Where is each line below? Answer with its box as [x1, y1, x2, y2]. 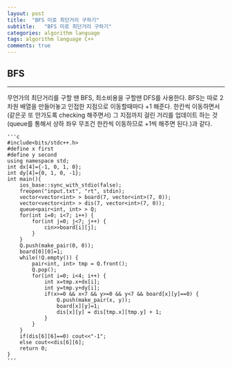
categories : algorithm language [7, 29, 100, 37]
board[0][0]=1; [19, 248, 64, 255]
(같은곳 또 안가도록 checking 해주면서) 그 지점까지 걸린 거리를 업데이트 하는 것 [7, 111, 218, 119]
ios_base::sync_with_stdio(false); [19, 181, 122, 189]
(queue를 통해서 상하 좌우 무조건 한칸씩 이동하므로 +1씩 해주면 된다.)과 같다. [7, 119, 213, 128]
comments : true [7, 42, 51, 49]
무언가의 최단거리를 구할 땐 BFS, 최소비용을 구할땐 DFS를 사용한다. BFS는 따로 [7, 93, 219, 102]
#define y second [7, 151, 57, 158]
